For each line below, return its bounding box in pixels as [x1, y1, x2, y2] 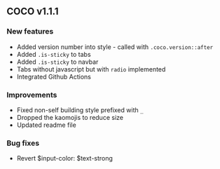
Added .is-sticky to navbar [16, 58, 99, 66]
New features [6, 27, 54, 36]
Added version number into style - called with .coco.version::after [16, 42, 214, 51]
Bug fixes [6, 138, 40, 148]
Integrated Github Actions [16, 72, 92, 81]
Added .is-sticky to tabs [16, 50, 92, 58]
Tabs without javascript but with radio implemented [16, 65, 166, 73]
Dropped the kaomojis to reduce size [16, 113, 124, 121]
